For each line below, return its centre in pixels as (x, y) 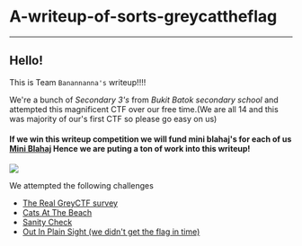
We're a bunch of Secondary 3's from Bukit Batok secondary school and (144, 100)
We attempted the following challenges (82, 185)
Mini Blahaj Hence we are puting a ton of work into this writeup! (130, 149)
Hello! (26, 61)
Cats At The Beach (57, 212)
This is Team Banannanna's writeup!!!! (78, 82)
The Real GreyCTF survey (70, 203)
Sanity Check (47, 222)
